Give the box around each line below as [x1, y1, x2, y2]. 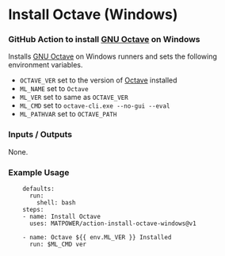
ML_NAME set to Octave [19, 84, 89, 94]
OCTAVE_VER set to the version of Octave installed [19, 75, 177, 85]
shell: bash [36, 199, 77, 207]
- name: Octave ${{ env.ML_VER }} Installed [22, 234, 172, 242]
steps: [22, 206, 44, 214]
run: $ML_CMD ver [29, 240, 87, 249]
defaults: [22, 185, 55, 193]
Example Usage [8, 166, 70, 178]
